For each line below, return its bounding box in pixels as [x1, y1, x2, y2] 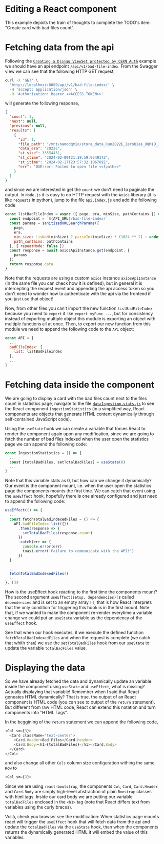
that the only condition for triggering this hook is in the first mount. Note [5, 605, 150, 611]
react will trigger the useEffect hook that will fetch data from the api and [5, 819, 150, 825]
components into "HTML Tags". [5, 710, 68, 716]
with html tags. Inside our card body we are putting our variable [5, 794, 133, 800]
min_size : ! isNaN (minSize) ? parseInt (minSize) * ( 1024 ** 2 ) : [14, 234, 147, 239]
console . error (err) [22, 544, 62, 549]
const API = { [5, 336, 34, 340]
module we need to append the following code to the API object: [5, 326, 134, 332]
